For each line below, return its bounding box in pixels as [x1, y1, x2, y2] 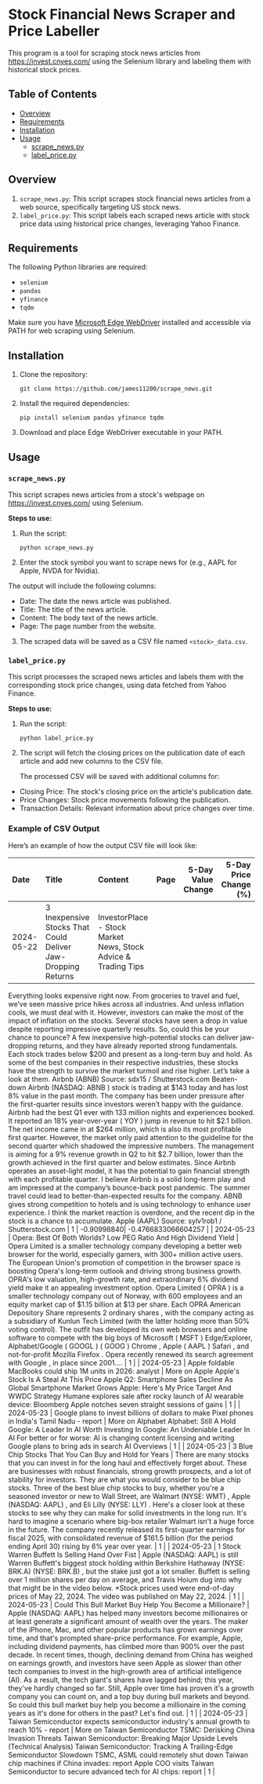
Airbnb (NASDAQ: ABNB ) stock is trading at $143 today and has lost [27, 1083, 249, 1092]
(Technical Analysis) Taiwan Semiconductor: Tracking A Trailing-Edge [8, 1742, 233, 1752]
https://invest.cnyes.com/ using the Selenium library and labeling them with [8, 57, 252, 66]
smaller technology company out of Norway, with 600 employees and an [8, 1292, 243, 1301]
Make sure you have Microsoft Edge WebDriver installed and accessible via [8, 318, 251, 327]
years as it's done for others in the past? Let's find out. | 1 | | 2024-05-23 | [8, 1709, 248, 1718]
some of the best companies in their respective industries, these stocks [8, 1058, 239, 1067]
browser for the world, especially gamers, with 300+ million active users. [8, 1250, 243, 1259]
